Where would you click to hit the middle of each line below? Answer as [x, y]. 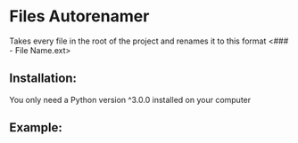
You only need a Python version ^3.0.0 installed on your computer [130, 99]
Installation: [43, 79]
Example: [36, 127]
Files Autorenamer [79, 16]
